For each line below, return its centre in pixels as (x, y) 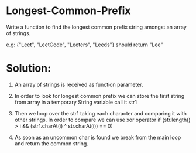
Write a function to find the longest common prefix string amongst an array (97, 27)
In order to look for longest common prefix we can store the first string (99, 96)
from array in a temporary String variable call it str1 (76, 102)
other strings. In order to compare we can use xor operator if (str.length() (102, 120)
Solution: (29, 68)
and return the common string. (51, 143)
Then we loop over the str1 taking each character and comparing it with (101, 113)
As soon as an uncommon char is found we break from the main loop (98, 137)
